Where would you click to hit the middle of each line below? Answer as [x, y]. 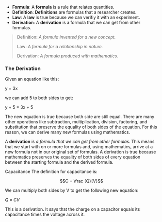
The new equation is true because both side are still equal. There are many [80, 117]
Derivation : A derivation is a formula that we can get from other [76, 22]
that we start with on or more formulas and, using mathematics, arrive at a [79, 147]
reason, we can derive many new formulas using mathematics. [67, 132]
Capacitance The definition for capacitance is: [51, 171]
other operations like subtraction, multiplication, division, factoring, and [76, 122]
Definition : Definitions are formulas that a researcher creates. [74, 12]
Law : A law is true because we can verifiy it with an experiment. [76, 17]
